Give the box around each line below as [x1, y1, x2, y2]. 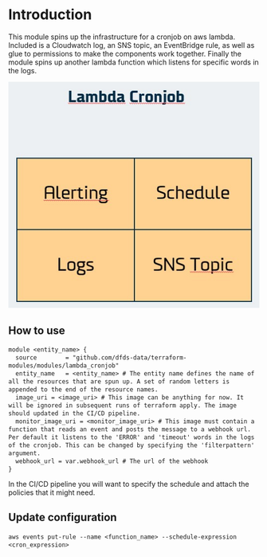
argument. [8, 449, 41, 457]
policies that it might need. [8, 488, 96, 497]
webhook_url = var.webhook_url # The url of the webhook [15, 457, 209, 465]
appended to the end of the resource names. [8, 385, 159, 394]
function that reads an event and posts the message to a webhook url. [8, 425, 251, 433]
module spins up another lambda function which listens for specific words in [8, 57, 259, 67]
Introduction [8, 6, 92, 24]
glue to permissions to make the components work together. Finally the [8, 49, 241, 58]
